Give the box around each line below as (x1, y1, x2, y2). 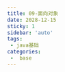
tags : (7, 36, 23, 43)
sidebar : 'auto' (7, 29, 53, 36)
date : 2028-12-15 (7, 16, 57, 23)
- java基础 (10, 42, 39, 49)
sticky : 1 (7, 23, 36, 29)
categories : (7, 49, 41, 56)
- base (10, 55, 32, 62)
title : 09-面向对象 (7, 10, 59, 17)
